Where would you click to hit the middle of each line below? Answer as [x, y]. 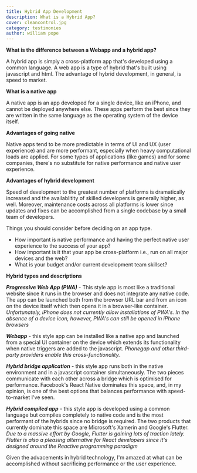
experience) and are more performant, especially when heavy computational [98, 151]
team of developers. [30, 217]
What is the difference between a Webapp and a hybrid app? [81, 50]
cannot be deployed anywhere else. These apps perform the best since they [98, 109]
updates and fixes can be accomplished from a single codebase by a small [96, 211]
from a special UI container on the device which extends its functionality [93, 342]
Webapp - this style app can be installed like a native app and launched [93, 336]
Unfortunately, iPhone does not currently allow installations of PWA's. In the [98, 312]
